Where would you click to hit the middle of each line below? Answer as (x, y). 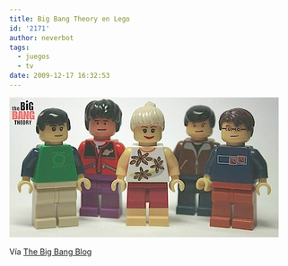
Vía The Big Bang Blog (51, 252)
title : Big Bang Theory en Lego (70, 19)
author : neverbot (42, 38)
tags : (19, 47)
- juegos (34, 57)
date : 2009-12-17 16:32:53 (60, 76)
